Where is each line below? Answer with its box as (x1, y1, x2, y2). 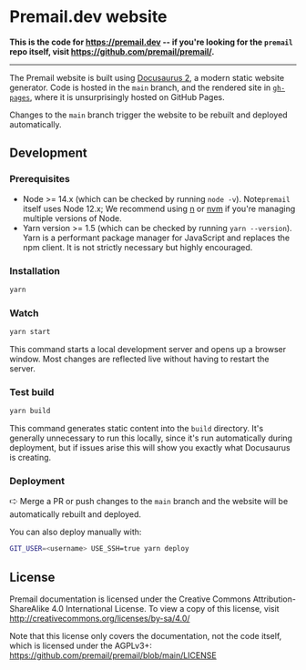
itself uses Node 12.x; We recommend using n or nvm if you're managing (22, 203, 296, 214)
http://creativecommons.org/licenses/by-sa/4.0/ (9, 613, 190, 624)
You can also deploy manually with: (9, 526, 142, 538)
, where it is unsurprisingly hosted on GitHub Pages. (29, 91, 225, 102)
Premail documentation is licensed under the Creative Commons (9, 594, 251, 604)
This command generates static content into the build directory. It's (9, 423, 264, 434)
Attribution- (252, 594, 296, 604)
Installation (9, 264, 61, 277)
